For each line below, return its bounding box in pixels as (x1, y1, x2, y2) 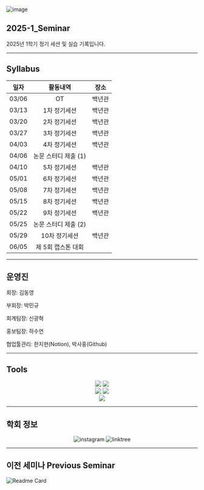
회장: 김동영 (6, 289, 35, 296)
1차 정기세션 (42, 106, 77, 115)
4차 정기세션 (42, 140, 77, 149)
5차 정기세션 (42, 163, 77, 171)
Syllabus (6, 64, 41, 74)
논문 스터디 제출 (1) (33, 152, 87, 160)
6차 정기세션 (42, 174, 77, 183)
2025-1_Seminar (6, 23, 70, 33)
